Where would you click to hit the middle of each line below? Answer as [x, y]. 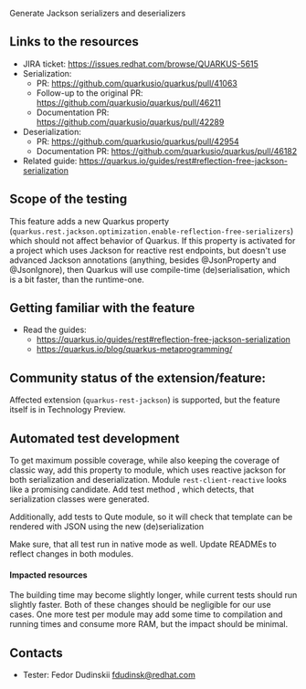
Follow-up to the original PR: [90, 93]
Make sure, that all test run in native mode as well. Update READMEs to [143, 544]
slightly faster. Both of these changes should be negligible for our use [140, 605]
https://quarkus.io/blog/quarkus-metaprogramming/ [134, 350]
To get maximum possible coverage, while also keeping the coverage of [145, 461]
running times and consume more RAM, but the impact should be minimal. [149, 624]
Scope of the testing [69, 199]
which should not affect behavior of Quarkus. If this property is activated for [153, 240]
